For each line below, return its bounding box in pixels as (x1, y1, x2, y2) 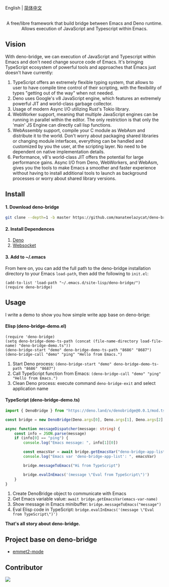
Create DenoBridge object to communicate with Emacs (12, 491, 127, 497)
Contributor (5, 563, 43, 572)
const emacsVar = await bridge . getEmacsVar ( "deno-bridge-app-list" (23, 449, 167, 454)
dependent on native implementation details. (12, 148, 105, 155)
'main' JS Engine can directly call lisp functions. (12, 122, 112, 128)
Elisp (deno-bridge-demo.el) (5, 323, 67, 329)
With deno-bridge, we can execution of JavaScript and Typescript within (5, 53, 156, 59)
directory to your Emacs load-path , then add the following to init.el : (5, 270, 149, 276)
